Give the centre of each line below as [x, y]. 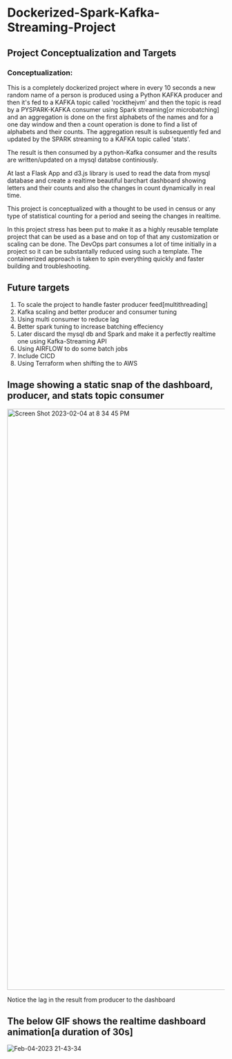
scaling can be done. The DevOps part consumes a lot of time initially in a [112, 244]
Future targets [39, 288]
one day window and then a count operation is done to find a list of [103, 124]
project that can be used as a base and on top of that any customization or [113, 236]
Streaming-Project [61, 27]
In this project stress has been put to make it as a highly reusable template [113, 229]
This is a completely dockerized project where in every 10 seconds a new [112, 87]
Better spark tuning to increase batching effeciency [90, 326]
